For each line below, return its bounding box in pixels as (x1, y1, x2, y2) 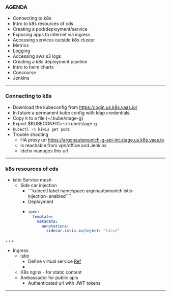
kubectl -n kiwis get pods (12, 127, 70, 132)
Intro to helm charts (12, 64, 54, 70)
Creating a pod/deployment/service (12, 26, 88, 32)
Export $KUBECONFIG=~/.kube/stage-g (12, 120, 97, 126)
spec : (27, 209, 40, 214)
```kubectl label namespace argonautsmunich (27, 188, 123, 194)
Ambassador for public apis (20, 275, 78, 281)
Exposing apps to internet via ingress (12, 32, 91, 38)
